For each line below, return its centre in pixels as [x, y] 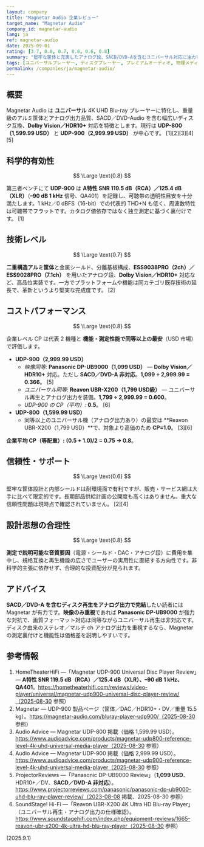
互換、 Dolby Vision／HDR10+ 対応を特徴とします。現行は [84, 126]
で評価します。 [25, 346]
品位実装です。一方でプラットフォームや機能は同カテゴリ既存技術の [107, 282]
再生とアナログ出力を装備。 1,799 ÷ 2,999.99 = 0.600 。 [100, 397]
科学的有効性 [30, 161]
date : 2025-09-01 [28, 46]
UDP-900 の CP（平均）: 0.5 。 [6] [67, 404]
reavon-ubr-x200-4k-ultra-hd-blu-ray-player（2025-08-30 [89, 826]
